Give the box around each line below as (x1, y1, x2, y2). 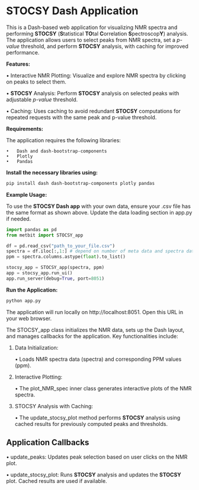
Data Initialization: (14, 344, 59, 351)
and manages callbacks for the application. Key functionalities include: (6, 332, 179, 340)
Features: (6, 60, 31, 68)
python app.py (6, 297, 41, 303)
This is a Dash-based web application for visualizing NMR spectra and (6, 24, 178, 31)
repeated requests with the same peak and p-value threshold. (6, 114, 157, 121)
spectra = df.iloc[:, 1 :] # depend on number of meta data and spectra (6, 248, 184, 254)
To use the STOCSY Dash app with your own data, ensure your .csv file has (6, 203, 191, 210)
